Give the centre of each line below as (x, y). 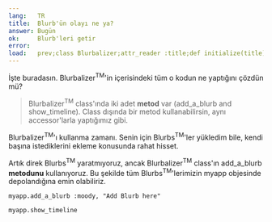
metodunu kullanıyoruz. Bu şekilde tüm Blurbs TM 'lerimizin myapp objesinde (135, 172)
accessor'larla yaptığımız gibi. (78, 120)
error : (19, 46)
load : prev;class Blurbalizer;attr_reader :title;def (104, 53)
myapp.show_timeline (43, 211)
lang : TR (27, 16)
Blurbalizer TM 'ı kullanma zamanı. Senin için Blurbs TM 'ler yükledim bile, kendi (136, 136)
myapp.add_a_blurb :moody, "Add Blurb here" (85, 196)
